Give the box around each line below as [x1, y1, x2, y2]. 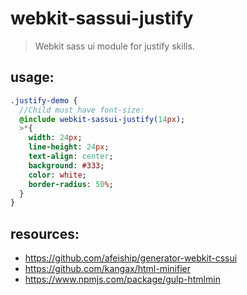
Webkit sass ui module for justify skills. [34, 40, 195, 52]
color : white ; [28, 170, 87, 180]
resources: [10, 225, 80, 242]
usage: [10, 69, 55, 86]
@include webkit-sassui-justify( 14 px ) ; [19, 114, 186, 124]
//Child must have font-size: [19, 105, 145, 115]
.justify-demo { [10, 95, 78, 106]
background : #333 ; [28, 160, 105, 171]
